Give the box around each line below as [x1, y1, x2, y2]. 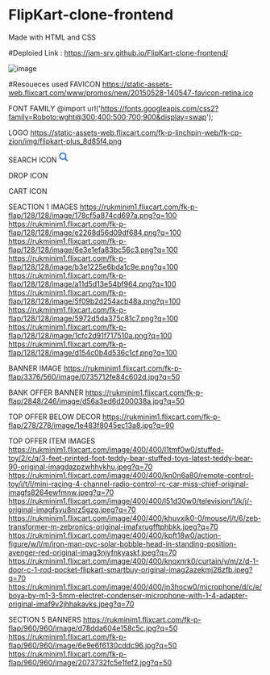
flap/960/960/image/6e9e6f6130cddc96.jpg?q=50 [8, 640, 177, 650]
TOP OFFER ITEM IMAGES [8, 436, 96, 446]
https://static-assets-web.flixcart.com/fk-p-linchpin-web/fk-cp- [30, 128, 243, 137]
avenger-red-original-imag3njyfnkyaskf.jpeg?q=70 [8, 547, 177, 557]
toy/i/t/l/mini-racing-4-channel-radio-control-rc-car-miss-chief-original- [8, 479, 250, 488]
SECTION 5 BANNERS [8, 614, 82, 624]
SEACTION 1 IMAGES [8, 202, 78, 212]
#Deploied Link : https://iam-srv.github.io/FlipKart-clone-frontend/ [8, 48, 229, 57]
